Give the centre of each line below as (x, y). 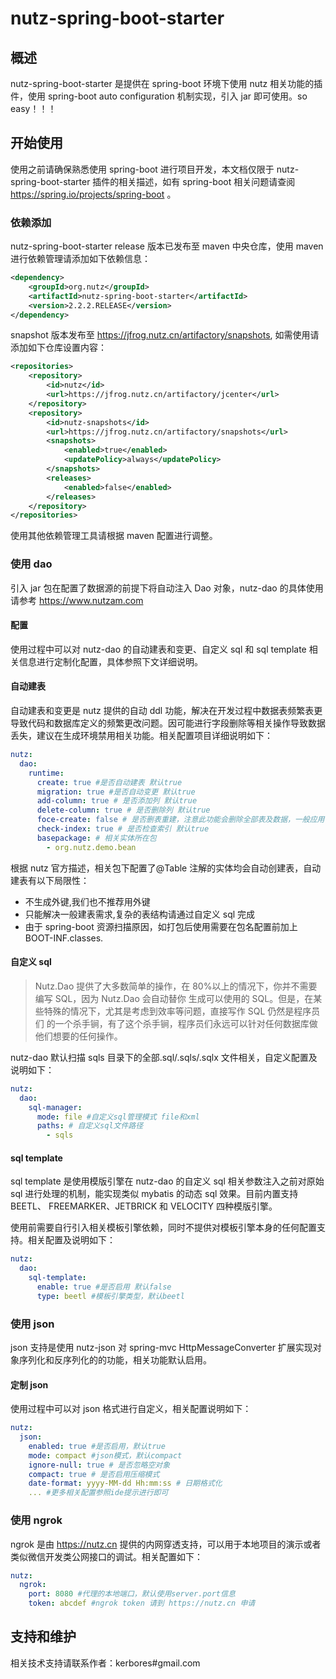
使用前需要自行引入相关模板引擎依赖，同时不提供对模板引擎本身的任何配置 (163, 1228)
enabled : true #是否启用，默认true (97, 1446)
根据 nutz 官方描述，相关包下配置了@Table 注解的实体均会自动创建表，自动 (166, 868)
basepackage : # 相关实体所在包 (96, 838)
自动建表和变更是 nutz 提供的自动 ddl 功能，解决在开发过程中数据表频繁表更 (166, 711)
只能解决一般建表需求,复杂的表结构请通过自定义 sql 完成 (140, 914)
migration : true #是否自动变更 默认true (116, 792)
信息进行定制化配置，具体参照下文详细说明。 (110, 661)
